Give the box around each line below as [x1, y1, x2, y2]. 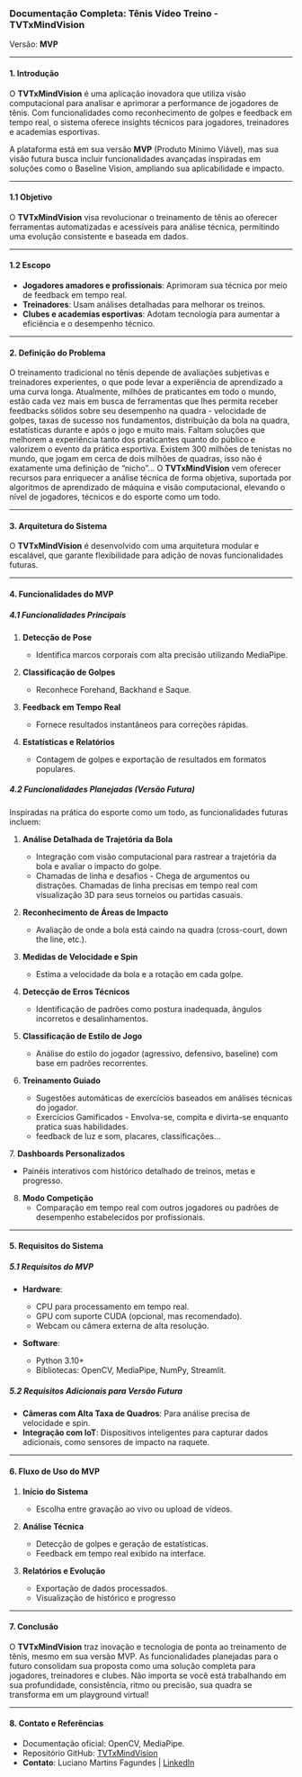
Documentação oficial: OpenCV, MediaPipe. [22, 1737, 185, 1748]
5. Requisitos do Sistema [9, 1241, 103, 1252]
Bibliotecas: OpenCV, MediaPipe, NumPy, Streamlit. [35, 1365, 226, 1376]
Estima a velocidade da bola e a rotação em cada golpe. [35, 968, 244, 979]
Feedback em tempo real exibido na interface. [35, 1548, 207, 1558]
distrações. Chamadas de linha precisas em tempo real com [35, 880, 258, 891]
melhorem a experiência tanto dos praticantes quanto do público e [9, 435, 256, 445]
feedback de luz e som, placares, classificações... [35, 1130, 221, 1141]
